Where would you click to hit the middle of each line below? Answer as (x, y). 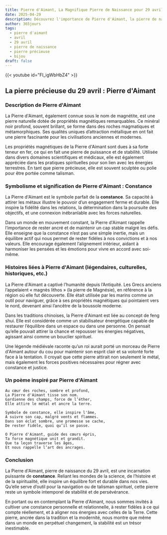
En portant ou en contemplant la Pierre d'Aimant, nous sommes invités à (79, 502)
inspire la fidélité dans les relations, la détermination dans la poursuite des (81, 208)
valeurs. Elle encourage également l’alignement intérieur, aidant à (72, 244)
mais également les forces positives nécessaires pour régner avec (73, 362)
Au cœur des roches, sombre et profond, (48, 391)
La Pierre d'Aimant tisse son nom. (42, 395)
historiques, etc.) (26, 273)
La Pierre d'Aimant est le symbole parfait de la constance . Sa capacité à (79, 197)
